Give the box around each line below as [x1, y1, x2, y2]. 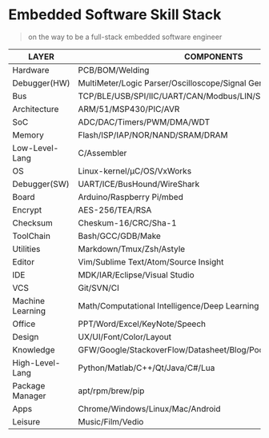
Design [12, 331, 39, 342]
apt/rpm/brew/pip [78, 385, 145, 396]
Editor [12, 256, 34, 267]
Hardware [12, 64, 50, 75]
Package [12, 380, 46, 391]
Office [12, 318, 36, 329]
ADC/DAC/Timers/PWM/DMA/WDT [78, 116, 211, 127]
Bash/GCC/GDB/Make [78, 230, 162, 241]
